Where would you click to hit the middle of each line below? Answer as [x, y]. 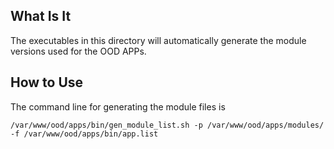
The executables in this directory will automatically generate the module [158, 40]
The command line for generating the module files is [118, 106]
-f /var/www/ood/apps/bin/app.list [84, 134]
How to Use [47, 82]
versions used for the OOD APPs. [78, 51]
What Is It [41, 16]
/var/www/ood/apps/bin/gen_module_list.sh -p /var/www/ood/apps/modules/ [167, 125]
